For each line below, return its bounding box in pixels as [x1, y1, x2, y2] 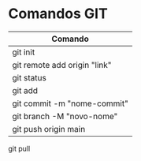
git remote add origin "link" [12, 59, 112, 70]
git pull [8, 144, 31, 153]
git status [12, 72, 47, 83]
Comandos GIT [8, 5, 108, 23]
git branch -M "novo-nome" [12, 110, 118, 122]
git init [12, 47, 35, 58]
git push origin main [12, 123, 86, 134]
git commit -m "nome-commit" [12, 98, 128, 109]
